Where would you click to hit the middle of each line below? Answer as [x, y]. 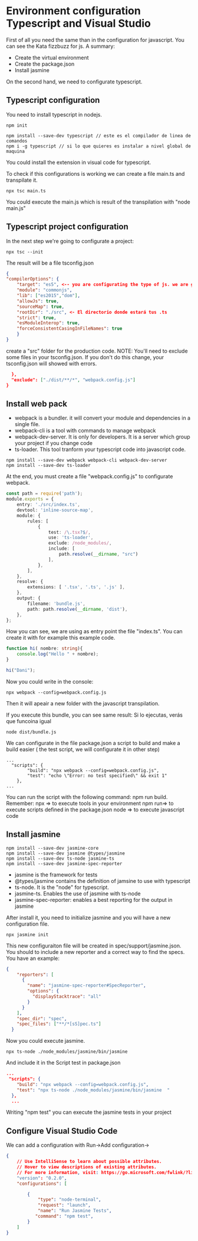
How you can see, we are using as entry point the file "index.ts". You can [94, 631]
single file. [27, 424]
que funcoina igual [29, 721]
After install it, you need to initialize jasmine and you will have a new [88, 917]
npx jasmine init [27, 934]
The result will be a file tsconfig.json [50, 263]
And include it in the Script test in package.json [63, 1063]
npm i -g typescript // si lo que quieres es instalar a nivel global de [99, 146]
